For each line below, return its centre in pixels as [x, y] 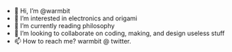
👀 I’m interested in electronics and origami [76, 18]
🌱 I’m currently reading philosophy [64, 26]
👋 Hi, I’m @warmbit [42, 11]
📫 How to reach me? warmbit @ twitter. [72, 41]
